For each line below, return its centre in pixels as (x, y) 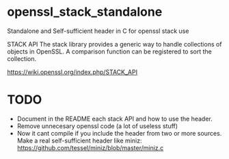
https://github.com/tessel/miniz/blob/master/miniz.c (90, 147)
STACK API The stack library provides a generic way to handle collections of (114, 44)
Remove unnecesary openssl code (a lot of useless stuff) (97, 126)
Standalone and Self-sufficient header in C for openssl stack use (98, 31)
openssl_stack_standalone (85, 12)
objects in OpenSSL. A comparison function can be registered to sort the (109, 51)
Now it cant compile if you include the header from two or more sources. (119, 133)
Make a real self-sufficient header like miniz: (79, 140)
